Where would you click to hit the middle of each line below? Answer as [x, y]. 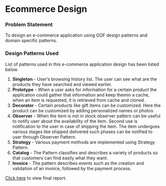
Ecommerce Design [46, 9]
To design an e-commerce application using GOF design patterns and [76, 35]
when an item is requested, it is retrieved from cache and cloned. [79, 100]
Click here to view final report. [36, 178]
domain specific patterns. [31, 41]
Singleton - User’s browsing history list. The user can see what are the [84, 79]
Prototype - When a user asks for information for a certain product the [84, 90]
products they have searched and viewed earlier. [62, 84]
